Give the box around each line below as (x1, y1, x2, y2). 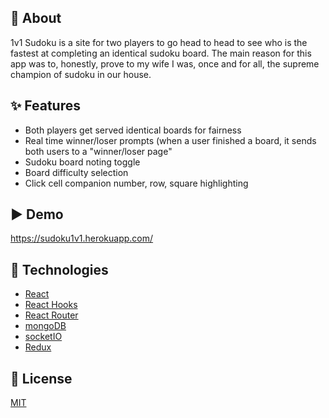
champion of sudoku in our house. (10, 68, 152, 80)
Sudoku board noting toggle (24, 156, 141, 168)
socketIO (24, 331, 63, 343)
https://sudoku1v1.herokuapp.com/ (10, 232, 154, 245)
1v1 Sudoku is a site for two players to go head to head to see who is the (10, 36, 308, 48)
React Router (24, 309, 79, 321)
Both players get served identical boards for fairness (24, 124, 242, 136)
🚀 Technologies (10, 261, 109, 278)
